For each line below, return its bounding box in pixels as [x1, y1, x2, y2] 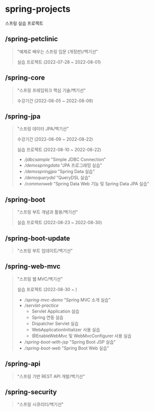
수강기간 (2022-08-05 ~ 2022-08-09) [17, 97, 93, 104]
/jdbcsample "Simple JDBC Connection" [24, 156, 106, 163]
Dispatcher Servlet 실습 [31, 321, 79, 326]
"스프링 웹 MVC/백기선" [17, 276, 63, 282]
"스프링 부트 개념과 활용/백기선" [17, 209, 78, 215]
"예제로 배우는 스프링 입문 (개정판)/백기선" [17, 48, 98, 55]
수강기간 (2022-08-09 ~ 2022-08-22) [17, 136, 93, 142]
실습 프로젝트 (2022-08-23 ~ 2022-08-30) [17, 220, 102, 226]
